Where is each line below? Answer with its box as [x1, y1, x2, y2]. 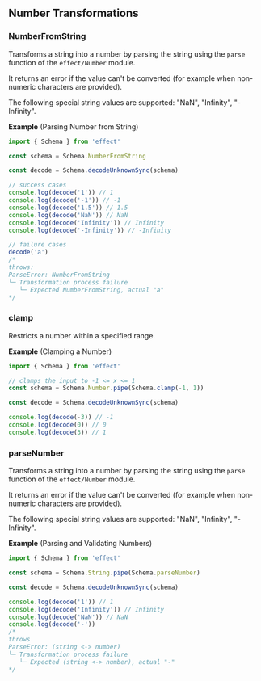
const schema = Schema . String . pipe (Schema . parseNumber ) [8, 569, 200, 577]
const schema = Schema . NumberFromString [8, 152, 147, 160]
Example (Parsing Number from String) [8, 121, 139, 132]
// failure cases [8, 241, 67, 249]
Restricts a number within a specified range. [8, 330, 156, 340]
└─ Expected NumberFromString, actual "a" [19, 286, 164, 294]
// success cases [8, 181, 67, 189]
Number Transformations [8, 6, 139, 20]
